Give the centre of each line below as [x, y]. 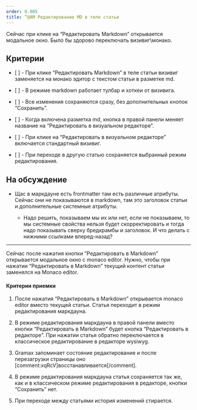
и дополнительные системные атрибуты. [66, 206]
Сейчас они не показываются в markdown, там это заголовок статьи [101, 200]
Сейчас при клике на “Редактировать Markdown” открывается [84, 34]
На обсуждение [37, 179]
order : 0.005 [22, 11]
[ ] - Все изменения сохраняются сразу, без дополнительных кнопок [101, 102]
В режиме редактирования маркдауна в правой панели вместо [94, 323]
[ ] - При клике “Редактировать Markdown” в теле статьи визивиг [96, 73]
